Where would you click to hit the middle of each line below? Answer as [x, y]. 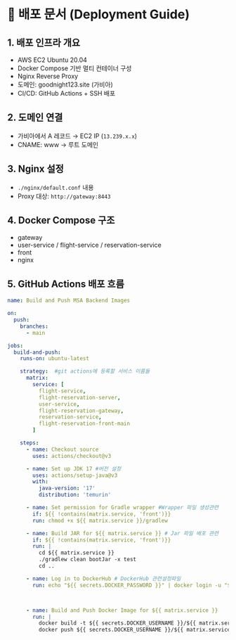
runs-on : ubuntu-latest [55, 359]
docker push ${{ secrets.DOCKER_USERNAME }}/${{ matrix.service [135, 630]
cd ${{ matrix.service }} [76, 553]
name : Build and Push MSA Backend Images [69, 301]
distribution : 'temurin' [75, 495]
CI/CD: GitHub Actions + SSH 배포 [66, 93]
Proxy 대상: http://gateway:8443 [64, 196]
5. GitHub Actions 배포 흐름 [66, 284]
